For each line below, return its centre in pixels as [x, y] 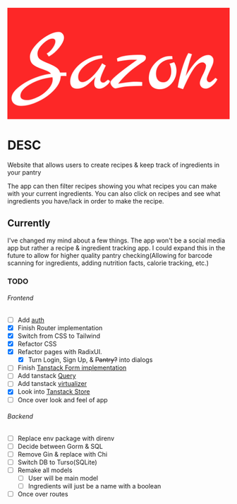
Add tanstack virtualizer [52, 384]
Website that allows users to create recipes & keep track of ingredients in [114, 165]
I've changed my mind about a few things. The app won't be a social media [116, 240]
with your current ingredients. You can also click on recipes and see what [114, 193]
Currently [29, 223]
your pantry [24, 172]
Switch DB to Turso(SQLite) [57, 462]
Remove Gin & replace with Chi [62, 454]
